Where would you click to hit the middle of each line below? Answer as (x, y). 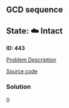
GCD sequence (35, 10)
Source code (22, 72)
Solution (19, 87)
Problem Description (31, 60)
